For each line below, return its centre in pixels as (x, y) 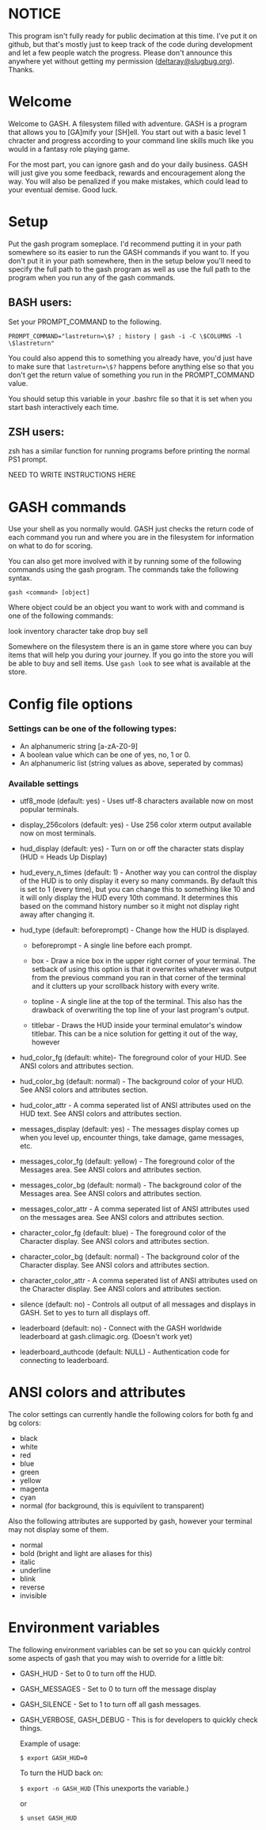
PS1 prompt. (28, 459)
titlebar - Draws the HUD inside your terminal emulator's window (137, 1025)
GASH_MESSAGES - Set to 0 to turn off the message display (118, 1689)
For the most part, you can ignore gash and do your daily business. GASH (128, 164)
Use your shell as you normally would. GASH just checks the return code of (131, 529)
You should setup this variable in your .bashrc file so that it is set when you (130, 399)
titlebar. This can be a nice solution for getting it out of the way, (135, 1034)
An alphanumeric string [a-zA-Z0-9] (79, 746)
